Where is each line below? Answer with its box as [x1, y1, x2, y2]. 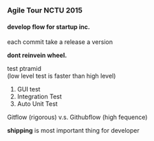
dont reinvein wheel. [7, 51, 67, 60]
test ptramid [7, 65, 42, 73]
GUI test [16, 85, 41, 94]
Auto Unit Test [16, 100, 58, 108]
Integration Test [16, 92, 62, 101]
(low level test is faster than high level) [7, 72, 116, 80]
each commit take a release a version [7, 38, 113, 46]
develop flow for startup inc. [7, 23, 91, 31]
